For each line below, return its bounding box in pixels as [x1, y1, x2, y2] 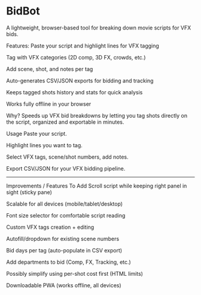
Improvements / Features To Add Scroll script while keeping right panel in [6, 182, 187, 189]
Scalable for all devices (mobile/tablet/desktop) [6, 200, 123, 207]
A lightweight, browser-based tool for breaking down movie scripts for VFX [6, 24, 191, 31]
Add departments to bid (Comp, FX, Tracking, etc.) [6, 258, 132, 266]
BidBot [6, 4, 40, 18]
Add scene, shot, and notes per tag [6, 65, 93, 73]
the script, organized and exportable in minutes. [6, 118, 124, 126]
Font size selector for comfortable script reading [6, 211, 126, 219]
